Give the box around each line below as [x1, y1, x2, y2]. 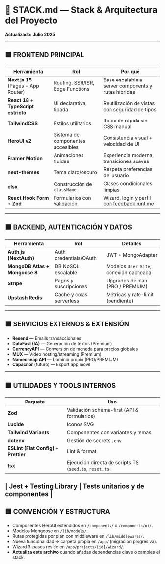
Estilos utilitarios [54, 120, 92, 127]
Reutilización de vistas [103, 100, 155, 107]
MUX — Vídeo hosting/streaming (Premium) [12, 351, 102, 357]
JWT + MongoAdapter [106, 251, 158, 258]
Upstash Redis [7, 294, 43, 301]
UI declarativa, [54, 100, 87, 107]
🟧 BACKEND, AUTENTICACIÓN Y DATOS [5, 223, 133, 232]
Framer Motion [7, 155, 43, 161]
